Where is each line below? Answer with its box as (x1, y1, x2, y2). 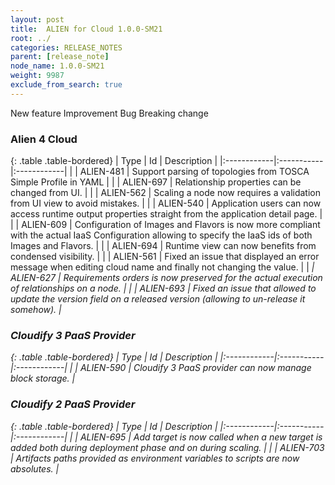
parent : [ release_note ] (10, 52, 110, 62)
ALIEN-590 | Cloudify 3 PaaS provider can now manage (79, 362, 312, 374)
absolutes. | (10, 462, 60, 475)
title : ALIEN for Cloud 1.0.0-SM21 (10, 24, 163, 34)
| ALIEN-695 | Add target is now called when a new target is (74, 431, 323, 443)
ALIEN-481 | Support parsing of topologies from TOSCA (79, 166, 310, 178)
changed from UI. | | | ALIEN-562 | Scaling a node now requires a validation (10, 187, 321, 199)
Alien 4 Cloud (10, 132, 78, 146)
